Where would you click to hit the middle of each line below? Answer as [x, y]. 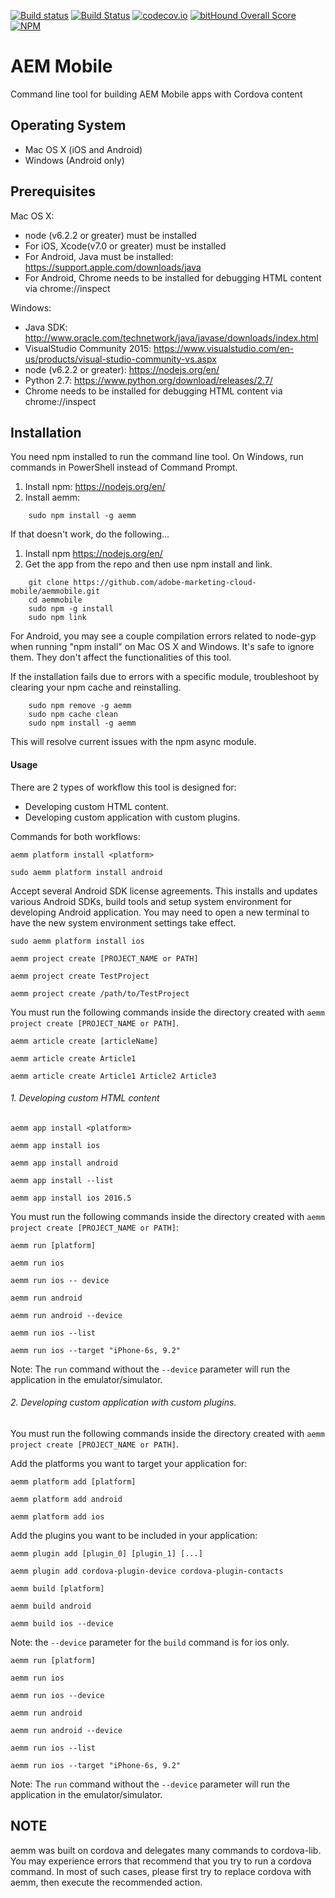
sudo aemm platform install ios [77, 941]
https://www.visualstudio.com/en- [224, 348]
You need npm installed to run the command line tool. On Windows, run [157, 457]
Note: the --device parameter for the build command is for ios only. [150, 1642]
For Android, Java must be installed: [99, 256]
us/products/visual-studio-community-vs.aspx [120, 359]
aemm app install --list [62, 1180]
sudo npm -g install [71, 609]
